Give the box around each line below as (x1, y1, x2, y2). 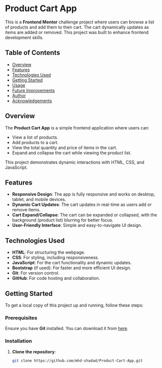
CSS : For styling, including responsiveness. (12, 255, 99, 260)
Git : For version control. (12, 270, 60, 276)
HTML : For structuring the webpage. (12, 249, 86, 256)
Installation (5, 338, 32, 345)
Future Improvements (12, 87, 55, 93)
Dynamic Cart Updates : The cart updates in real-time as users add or (12, 202, 152, 207)
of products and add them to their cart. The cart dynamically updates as (5, 24, 149, 30)
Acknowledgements (12, 98, 52, 104)
